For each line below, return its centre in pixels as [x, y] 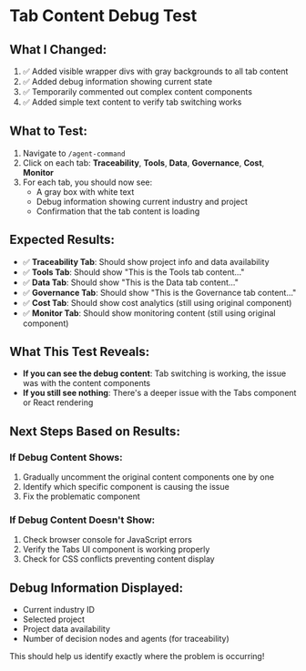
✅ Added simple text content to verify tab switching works [132, 102]
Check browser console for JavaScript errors [107, 540]
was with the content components [87, 383]
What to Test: [49, 132]
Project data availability [66, 629]
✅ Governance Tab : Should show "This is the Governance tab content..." [159, 292]
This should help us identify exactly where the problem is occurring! [137, 656]
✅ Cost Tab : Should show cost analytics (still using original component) [157, 302]
